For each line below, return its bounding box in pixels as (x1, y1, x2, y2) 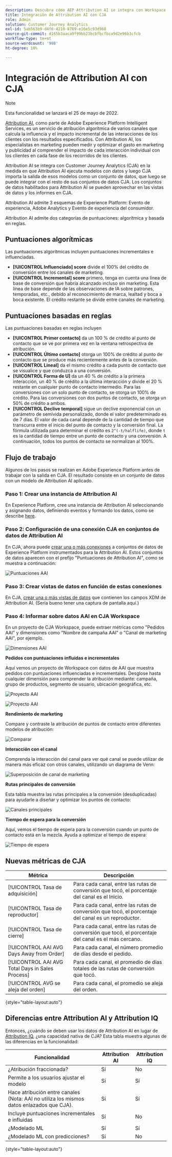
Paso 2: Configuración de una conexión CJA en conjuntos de (5, 526, 160, 533)
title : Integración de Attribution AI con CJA (5, 12, 106, 17)
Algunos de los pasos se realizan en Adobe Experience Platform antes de (5, 467, 160, 473)
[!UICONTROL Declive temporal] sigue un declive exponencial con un (12, 405, 161, 412)
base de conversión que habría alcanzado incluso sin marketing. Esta (12, 280, 159, 287)
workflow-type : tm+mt (5, 36, 52, 41)
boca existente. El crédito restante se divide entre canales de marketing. (12, 296, 165, 303)
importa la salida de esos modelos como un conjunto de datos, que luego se (5, 173, 166, 179)
